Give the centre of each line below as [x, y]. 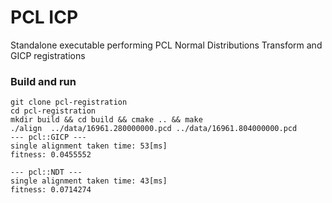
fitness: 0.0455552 [51, 155]
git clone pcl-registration [69, 102]
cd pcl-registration [53, 111]
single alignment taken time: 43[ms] [89, 181]
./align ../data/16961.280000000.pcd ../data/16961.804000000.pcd [154, 129]
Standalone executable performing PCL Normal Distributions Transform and [166, 45]
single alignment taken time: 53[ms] [89, 146]
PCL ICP [44, 17]
